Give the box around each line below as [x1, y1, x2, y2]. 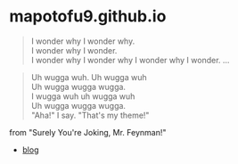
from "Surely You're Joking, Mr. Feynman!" [9, 127, 167, 137]
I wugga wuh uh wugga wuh [30, 91, 135, 102]
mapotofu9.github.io [9, 6, 167, 27]
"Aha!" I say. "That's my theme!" [30, 110, 150, 120]
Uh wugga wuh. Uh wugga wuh [30, 71, 147, 82]
